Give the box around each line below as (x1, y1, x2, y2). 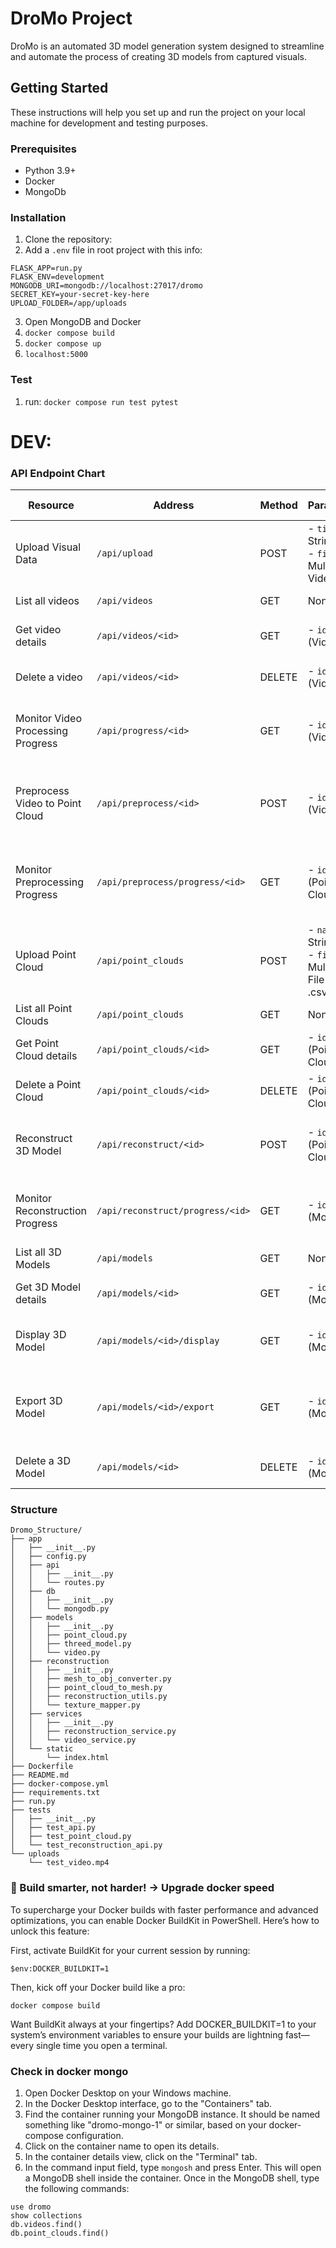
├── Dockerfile (10, 1762, 74, 1772)
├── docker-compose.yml (10, 1779, 110, 1789)
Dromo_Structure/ (10, 1525, 83, 1536)
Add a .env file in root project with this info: (24, 244, 203, 256)
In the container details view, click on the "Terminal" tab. (24, 2151, 258, 2163)
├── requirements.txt (10, 1788, 101, 1798)
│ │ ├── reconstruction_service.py (10, 1727, 177, 1737)
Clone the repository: (24, 233, 113, 246)
